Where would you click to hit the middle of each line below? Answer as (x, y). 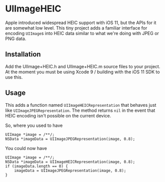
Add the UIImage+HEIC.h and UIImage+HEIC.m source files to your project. (83, 66)
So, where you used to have (34, 125)
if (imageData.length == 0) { (37, 166)
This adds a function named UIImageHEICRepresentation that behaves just (81, 105)
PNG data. (16, 39)
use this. (14, 77)
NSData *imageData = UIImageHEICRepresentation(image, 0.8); (70, 162)
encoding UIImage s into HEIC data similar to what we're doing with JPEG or (82, 33)
